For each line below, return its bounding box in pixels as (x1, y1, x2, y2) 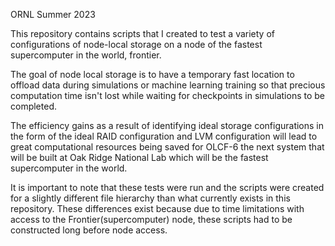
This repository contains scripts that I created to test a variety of (10, 28, 275, 39)
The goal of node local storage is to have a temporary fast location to (10, 69, 295, 80)
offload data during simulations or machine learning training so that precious (10, 79, 326, 91)
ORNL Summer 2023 (10, 9, 96, 20)
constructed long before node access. (10, 224, 168, 236)
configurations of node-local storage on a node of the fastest (10, 39, 263, 50)
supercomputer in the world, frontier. (10, 49, 162, 61)
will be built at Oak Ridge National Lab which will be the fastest (10, 152, 269, 163)
